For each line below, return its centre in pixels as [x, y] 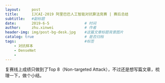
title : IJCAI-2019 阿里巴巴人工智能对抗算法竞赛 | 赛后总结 [67, 14]
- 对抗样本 [24, 46]
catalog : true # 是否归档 [54, 37]
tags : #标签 [50, 41]
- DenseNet [25, 50]
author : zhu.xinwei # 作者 [51, 28]
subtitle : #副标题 [25, 19]
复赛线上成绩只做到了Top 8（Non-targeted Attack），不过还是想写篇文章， [80, 69]
